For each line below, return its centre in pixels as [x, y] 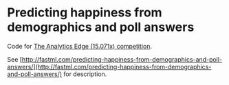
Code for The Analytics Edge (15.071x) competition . [80, 46]
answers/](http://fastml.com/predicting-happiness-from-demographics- [109, 66]
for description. [85, 74]
